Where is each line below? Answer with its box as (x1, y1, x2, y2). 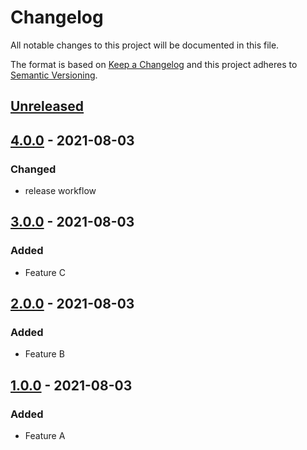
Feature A (24, 430, 66, 442)
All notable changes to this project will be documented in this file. (10, 39, 280, 51)
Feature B (24, 348, 65, 360)
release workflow (24, 185, 97, 197)
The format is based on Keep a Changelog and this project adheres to (10, 58, 298, 70)
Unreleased (10, 98, 85, 115)
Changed (10, 162, 57, 176)
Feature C (24, 266, 66, 278)
